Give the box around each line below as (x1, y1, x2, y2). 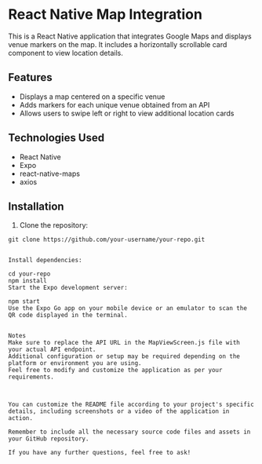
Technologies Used (8, 131, 104, 144)
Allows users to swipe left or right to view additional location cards (19, 108, 235, 118)
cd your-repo (8, 270, 51, 278)
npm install (8, 277, 47, 285)
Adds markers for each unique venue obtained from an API (19, 100, 210, 109)
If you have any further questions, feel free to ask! (8, 449, 191, 457)
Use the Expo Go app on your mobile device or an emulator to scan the (8, 305, 247, 312)
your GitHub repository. (8, 435, 89, 443)
